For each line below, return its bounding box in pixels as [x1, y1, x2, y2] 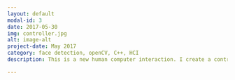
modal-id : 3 [7, 17, 42, 24]
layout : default [7, 10, 55, 18]
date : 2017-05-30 [7, 23, 58, 30]
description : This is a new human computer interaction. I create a [7, 56, 211, 63]
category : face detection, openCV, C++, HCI [7, 50, 139, 57]
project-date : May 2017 [7, 43, 77, 50]
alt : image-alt [7, 36, 52, 44]
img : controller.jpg [7, 29, 68, 37]
